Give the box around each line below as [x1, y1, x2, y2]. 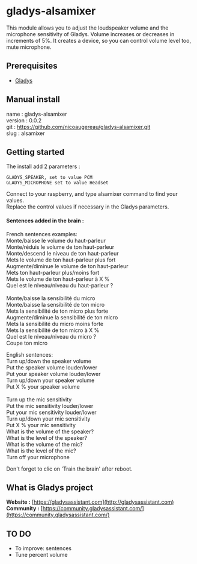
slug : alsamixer [6, 130, 45, 137]
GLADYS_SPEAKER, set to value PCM [6, 175, 93, 181]
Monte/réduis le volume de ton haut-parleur [6, 243, 115, 251]
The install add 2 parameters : [6, 163, 80, 170]
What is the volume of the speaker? [6, 428, 94, 435]
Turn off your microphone [6, 453, 70, 460]
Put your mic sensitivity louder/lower [6, 409, 97, 416]
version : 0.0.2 [6, 116, 42, 124]
